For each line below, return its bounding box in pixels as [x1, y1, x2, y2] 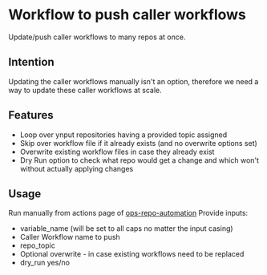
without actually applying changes [19, 164, 134, 173]
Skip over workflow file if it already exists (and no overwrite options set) [19, 138, 258, 148]
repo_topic [19, 241, 56, 250]
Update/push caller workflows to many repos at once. [8, 32, 186, 42]
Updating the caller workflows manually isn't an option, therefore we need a [8, 76, 259, 86]
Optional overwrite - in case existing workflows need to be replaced [19, 249, 245, 259]
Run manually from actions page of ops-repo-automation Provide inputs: [8, 208, 249, 218]
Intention [8, 55, 55, 69]
